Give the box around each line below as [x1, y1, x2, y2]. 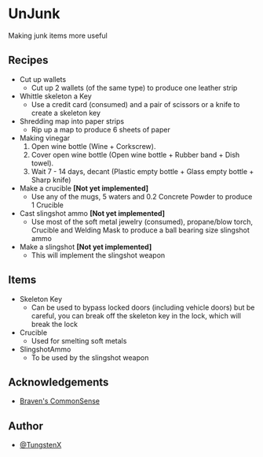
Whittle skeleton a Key [19, 91, 92, 101]
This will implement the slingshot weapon [31, 250, 166, 260]
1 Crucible [31, 200, 64, 210]
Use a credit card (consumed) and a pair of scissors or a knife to [31, 99, 240, 109]
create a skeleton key [31, 108, 100, 117]
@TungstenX [19, 440, 62, 450]
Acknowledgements [8, 375, 109, 388]
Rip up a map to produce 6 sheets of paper [31, 124, 170, 134]
